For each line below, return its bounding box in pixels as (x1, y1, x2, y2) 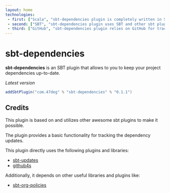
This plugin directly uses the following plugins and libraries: (5, 147, 129, 153)
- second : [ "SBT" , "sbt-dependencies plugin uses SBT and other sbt (7, 21, 155, 27)
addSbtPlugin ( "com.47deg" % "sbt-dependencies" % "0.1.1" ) (5, 89, 133, 95)
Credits (5, 104, 29, 112)
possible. (5, 122, 24, 128)
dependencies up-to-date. (5, 70, 61, 76)
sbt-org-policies (12, 182, 47, 188)
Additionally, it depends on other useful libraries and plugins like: (5, 172, 140, 178)
